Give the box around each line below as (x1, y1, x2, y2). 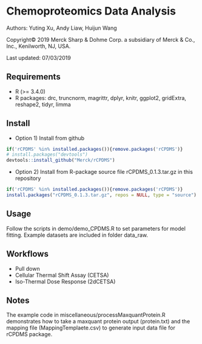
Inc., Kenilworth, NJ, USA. (6, 42, 71, 50)
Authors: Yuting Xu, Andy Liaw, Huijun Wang (6, 24, 117, 31)
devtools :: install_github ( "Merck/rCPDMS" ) (6, 157, 115, 164)
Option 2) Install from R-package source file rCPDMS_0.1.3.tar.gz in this (15, 168, 193, 176)
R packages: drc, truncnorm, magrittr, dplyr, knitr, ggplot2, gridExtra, (15, 94, 187, 101)
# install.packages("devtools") (6, 151, 88, 158)
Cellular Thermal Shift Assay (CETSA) (15, 271, 109, 279)
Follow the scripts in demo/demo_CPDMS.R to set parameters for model (6, 225, 186, 232)
